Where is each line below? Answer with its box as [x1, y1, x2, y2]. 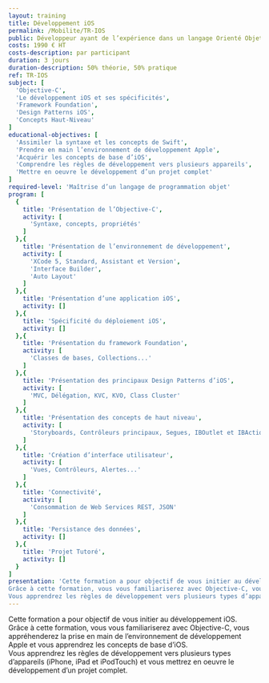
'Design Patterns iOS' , [15, 109, 94, 117]
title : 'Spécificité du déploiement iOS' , [22, 317, 167, 325]
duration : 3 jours [8, 57, 70, 65]
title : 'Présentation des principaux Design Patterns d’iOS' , [22, 376, 235, 384]
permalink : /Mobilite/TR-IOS [8, 26, 106, 34]
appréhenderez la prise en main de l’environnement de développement [8, 631, 242, 641]
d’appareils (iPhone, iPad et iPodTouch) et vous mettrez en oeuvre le [8, 657, 235, 666]
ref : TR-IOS [8, 71, 48, 79]
